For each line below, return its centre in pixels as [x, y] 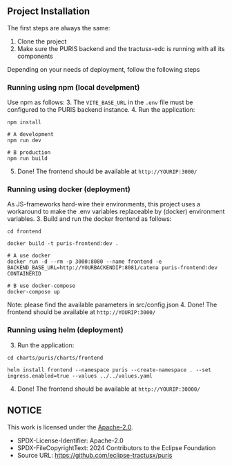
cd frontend [24, 232]
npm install [24, 123]
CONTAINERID [24, 274]
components [35, 56]
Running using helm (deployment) [65, 330]
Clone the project [42, 41]
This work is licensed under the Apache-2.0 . [70, 427]
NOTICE [25, 410]
